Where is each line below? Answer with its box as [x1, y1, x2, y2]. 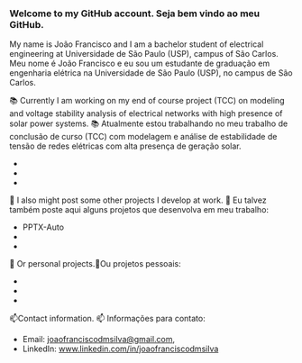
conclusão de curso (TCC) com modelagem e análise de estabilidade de [9, 132, 278, 142]
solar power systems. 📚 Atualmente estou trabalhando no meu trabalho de [9, 118, 288, 129]
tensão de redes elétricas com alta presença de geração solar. [9, 141, 242, 151]
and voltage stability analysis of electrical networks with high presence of [9, 108, 283, 119]
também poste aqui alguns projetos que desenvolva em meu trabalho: [9, 204, 269, 215]
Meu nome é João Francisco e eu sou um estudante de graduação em [9, 58, 270, 69]
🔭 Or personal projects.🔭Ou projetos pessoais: [9, 259, 182, 269]
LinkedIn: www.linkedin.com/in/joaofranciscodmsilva [22, 343, 219, 354]
